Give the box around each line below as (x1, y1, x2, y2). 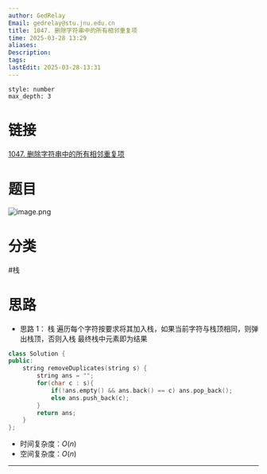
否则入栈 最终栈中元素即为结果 (47, 334, 148, 343)
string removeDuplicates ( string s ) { (22, 364, 148, 373)
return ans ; (37, 409, 77, 417)
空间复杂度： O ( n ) (19, 449, 77, 459)
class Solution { (8, 350, 66, 358)
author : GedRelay (8, 11, 66, 20)
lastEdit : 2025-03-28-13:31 (8, 64, 102, 72)
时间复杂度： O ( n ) (19, 439, 77, 449)
